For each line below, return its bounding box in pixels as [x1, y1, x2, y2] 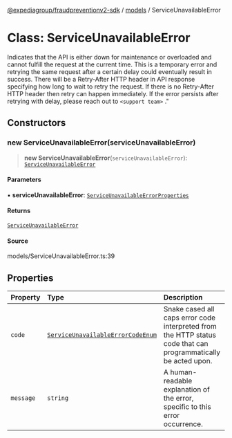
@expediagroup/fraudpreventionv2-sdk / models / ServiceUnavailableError [7, 6, 221, 14]
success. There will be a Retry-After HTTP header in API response [7, 75, 195, 83]
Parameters [7, 176, 41, 184]
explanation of [163, 385, 211, 394]
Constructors [7, 117, 66, 129]
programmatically [163, 347, 221, 357]
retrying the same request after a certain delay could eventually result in [7, 67, 213, 75]
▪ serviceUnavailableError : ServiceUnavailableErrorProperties [7, 190, 189, 199]
